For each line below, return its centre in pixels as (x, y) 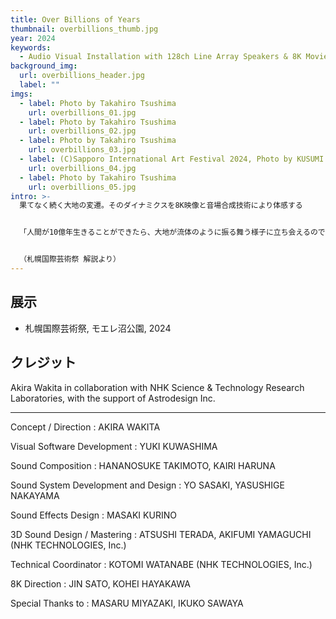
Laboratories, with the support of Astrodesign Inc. (113, 398)
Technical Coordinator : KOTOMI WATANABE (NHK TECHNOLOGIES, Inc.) (161, 564)
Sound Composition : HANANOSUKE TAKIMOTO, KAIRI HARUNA (143, 465)
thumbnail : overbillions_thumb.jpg (84, 29)
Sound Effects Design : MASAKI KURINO (93, 515)
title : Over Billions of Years (75, 19)
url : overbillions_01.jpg (82, 112)
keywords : (31, 47)
